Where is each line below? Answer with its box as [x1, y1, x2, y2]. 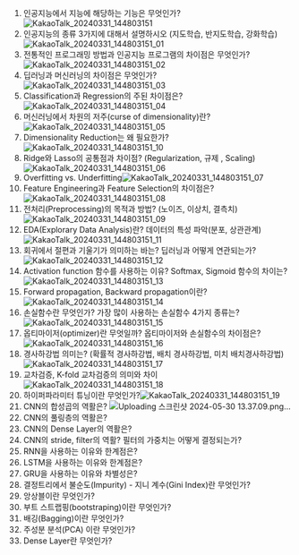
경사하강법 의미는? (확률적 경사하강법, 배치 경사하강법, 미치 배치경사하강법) [22, 348, 285, 359]
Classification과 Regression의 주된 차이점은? [22, 90, 184, 101]
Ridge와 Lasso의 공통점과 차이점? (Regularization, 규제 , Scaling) [22, 153, 256, 163]
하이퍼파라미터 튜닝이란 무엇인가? [22, 390, 141, 400]
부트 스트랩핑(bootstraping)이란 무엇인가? [22, 502, 172, 512]
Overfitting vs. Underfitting [22, 173, 123, 183]
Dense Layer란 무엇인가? [22, 535, 113, 546]
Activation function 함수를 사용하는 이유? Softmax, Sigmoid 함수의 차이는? [22, 266, 288, 276]
